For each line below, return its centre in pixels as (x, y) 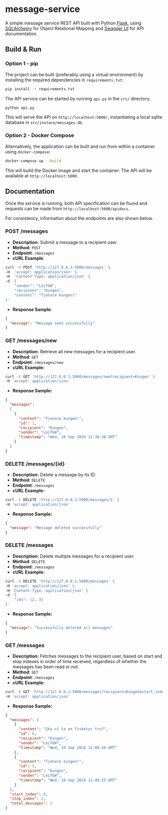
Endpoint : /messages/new (38, 362)
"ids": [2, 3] (29, 600)
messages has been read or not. (46, 667)
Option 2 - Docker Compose (40, 135)
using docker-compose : (28, 151)
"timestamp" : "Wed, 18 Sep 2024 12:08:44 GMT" (68, 748)
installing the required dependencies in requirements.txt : (64, 80)
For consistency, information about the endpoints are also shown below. (79, 218)
